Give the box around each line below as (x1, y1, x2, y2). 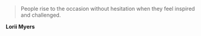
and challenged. (20, 11, 61, 19)
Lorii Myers (5, 23, 35, 30)
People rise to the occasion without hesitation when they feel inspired (20, 5, 196, 12)
